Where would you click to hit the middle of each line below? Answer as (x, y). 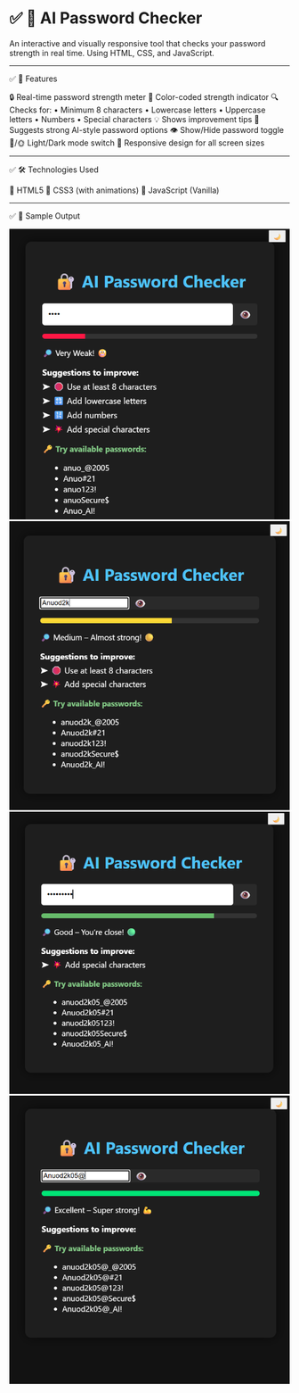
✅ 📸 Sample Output (45, 216)
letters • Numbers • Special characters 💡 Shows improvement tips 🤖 (134, 119)
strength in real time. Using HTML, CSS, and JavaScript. (112, 53)
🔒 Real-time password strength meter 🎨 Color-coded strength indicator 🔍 (144, 96)
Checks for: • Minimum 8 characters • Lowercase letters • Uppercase (137, 110)
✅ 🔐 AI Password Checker (106, 18)
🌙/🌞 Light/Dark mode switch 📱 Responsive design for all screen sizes (137, 143)
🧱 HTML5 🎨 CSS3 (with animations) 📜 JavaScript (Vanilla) (114, 190)
